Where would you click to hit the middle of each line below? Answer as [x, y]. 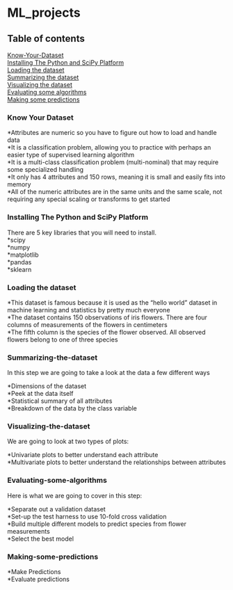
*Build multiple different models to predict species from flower [97, 524]
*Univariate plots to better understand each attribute [83, 455]
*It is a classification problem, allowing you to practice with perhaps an [109, 147]
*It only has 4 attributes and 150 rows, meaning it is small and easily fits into [116, 177]
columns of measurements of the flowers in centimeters [88, 324]
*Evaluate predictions [38, 580]
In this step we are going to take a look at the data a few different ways [109, 373]
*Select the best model [41, 539]
